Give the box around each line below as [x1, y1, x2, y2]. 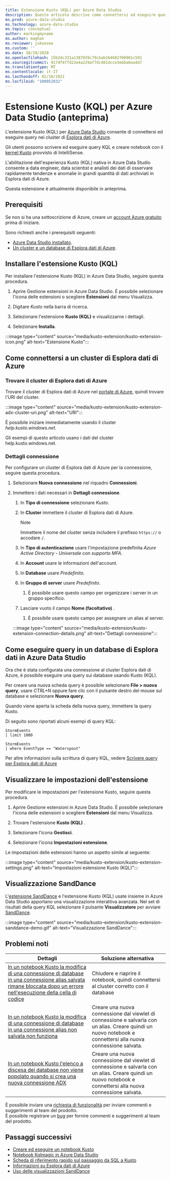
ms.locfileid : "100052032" [5, 79, 63, 84]
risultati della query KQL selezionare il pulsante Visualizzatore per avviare [5, 904, 161, 910]
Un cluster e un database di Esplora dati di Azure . [12, 244, 117, 251]
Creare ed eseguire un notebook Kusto [12, 1146, 94, 1152]
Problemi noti [5, 940, 49, 948]
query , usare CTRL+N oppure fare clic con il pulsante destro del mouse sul [5, 687, 162, 694]
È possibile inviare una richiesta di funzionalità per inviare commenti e [5, 1102, 152, 1108]
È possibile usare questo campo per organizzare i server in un [27, 590, 158, 596]
